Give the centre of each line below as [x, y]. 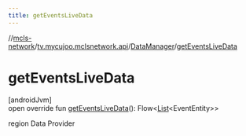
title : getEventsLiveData [50, 15]
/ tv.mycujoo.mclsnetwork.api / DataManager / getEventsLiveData [136, 46]
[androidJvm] [30, 100]
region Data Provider [42, 123]
